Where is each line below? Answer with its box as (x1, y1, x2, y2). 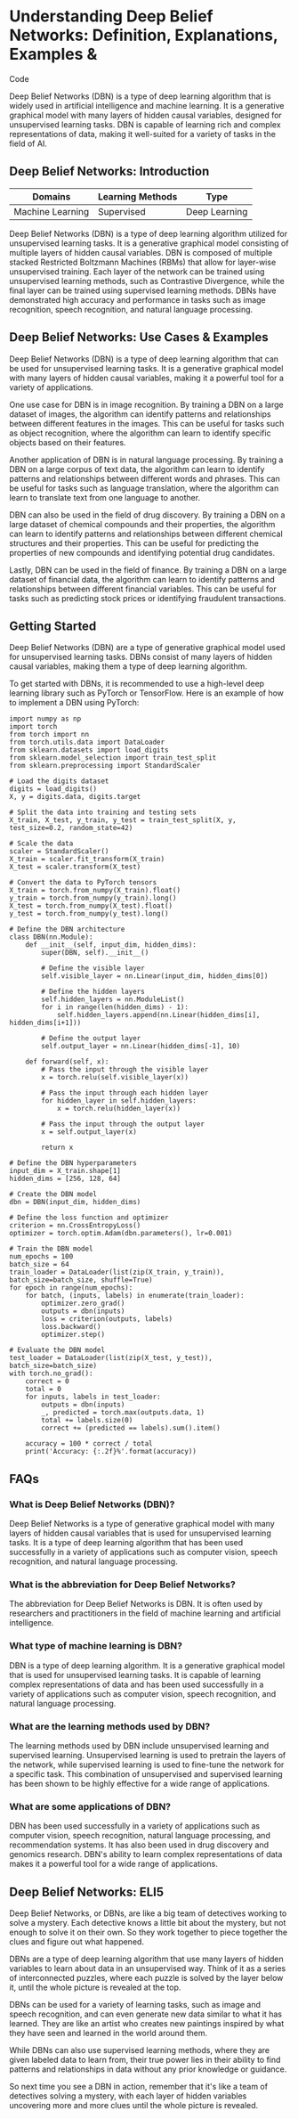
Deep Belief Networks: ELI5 (9, 1884, 165, 1899)
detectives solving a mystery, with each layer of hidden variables (9, 2090, 247, 2101)
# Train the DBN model (9, 1244, 93, 1253)
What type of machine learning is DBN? (9, 1640, 182, 1652)
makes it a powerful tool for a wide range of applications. (9, 1859, 218, 1870)
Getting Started (9, 618, 97, 633)
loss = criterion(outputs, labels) (41, 1315, 173, 1324)
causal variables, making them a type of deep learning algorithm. (9, 661, 247, 672)
